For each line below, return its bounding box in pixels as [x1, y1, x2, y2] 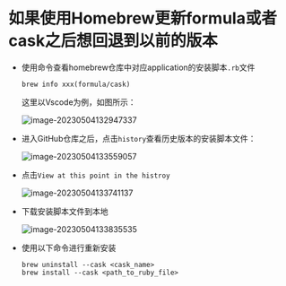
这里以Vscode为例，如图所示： [21, 96, 136, 108]
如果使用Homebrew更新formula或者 [8, 8, 277, 29]
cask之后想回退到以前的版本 [8, 30, 218, 51]
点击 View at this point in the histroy [21, 169, 171, 180]
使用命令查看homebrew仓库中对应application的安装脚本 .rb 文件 [21, 62, 256, 73]
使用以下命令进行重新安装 [21, 242, 117, 253]
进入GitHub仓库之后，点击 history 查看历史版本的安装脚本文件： [21, 133, 256, 143]
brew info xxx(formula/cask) [21, 80, 131, 89]
